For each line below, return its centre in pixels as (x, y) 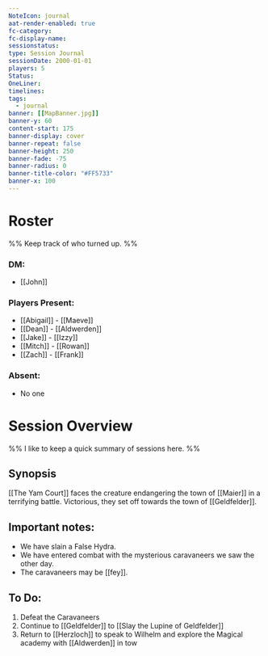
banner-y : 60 (30, 121)
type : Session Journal (46, 53)
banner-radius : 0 (38, 166)
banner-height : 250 (41, 151)
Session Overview (71, 426)
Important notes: (52, 527)
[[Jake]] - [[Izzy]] (49, 338)
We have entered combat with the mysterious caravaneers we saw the (137, 555)
